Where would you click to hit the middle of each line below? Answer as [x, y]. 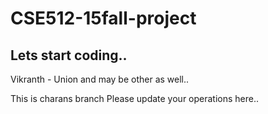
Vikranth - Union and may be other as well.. [100, 79]
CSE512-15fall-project [103, 18]
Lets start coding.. [69, 55]
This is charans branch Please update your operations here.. [135, 98]
